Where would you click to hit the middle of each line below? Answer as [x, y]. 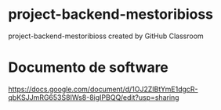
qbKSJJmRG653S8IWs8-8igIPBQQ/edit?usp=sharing [94, 97]
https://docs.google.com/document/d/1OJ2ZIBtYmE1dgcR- [103, 89]
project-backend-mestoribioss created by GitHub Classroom [106, 36]
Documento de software [88, 67]
